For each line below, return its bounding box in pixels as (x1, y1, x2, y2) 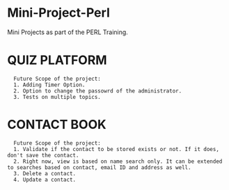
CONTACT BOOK (7, 117, 106, 133)
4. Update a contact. (13, 176, 77, 183)
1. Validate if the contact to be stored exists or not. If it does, (13, 145, 219, 152)
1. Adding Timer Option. (13, 81, 86, 88)
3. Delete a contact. (13, 170, 77, 177)
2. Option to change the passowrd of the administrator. (13, 87, 182, 95)
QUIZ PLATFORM (7, 52, 107, 68)
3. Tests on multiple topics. (13, 93, 101, 100)
